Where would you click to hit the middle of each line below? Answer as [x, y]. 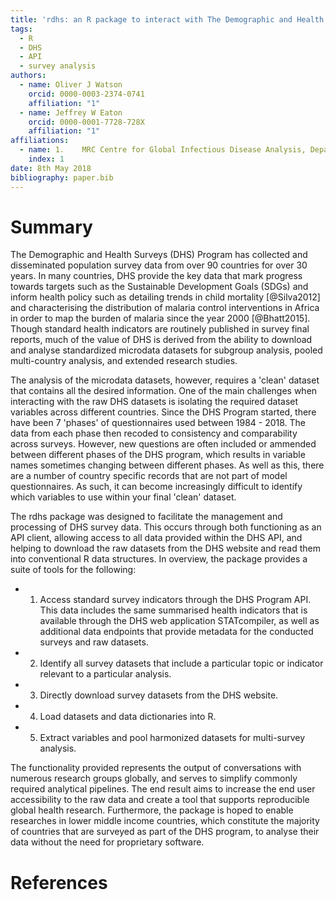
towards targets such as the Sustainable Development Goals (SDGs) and [159, 287]
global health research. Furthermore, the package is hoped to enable [152, 810]
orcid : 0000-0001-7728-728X [86, 122]
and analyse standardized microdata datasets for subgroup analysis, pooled [166, 350]
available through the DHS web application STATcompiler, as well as [179, 621]
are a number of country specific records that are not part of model [149, 476]
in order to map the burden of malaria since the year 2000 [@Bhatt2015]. [160, 318]
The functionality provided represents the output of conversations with [156, 768]
